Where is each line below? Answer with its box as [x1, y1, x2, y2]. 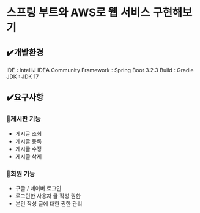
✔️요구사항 [6, 92, 44, 103]
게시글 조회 [15, 130, 42, 137]
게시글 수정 [15, 145, 42, 152]
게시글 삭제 [15, 152, 42, 160]
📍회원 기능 [6, 170, 35, 178]
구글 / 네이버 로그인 [15, 184, 62, 192]
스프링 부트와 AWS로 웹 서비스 [6, 6, 151, 20]
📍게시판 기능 [6, 114, 41, 123]
